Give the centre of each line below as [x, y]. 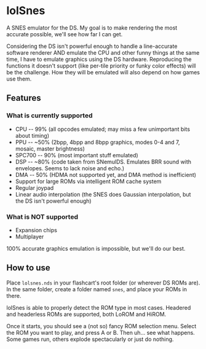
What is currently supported [50, 116]
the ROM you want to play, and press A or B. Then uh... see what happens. [101, 332]
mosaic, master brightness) [50, 149]
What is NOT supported [42, 217]
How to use [28, 268]
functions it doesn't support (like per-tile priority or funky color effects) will [101, 66]
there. [14, 296]
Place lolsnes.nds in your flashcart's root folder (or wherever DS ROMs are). [103, 283]
